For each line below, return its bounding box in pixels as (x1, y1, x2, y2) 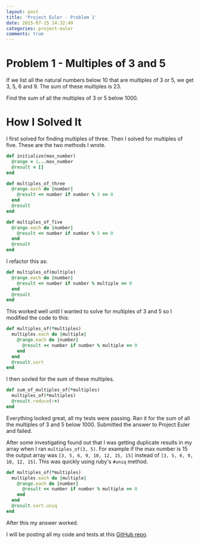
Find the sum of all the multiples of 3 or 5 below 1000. (6, 94, 139, 102)
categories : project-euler (6, 25, 73, 32)
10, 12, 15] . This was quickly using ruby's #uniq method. (6, 458, 148, 465)
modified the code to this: (6, 314, 70, 322)
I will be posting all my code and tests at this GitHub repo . (6, 530, 148, 538)
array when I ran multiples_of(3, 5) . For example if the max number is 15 (6, 445, 188, 452)
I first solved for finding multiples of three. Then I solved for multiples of (6, 135, 183, 142)
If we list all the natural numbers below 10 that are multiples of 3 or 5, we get (6, 77, 194, 84)
